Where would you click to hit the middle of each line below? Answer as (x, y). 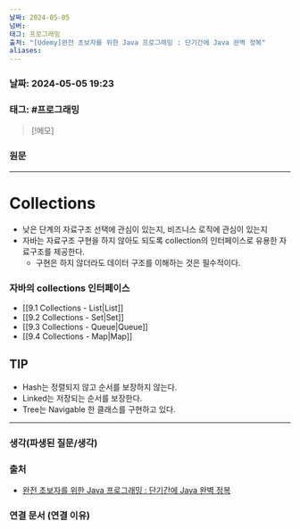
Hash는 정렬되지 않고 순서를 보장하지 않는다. (100, 387)
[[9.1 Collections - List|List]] (73, 308)
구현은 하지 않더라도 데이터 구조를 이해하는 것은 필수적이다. (138, 262)
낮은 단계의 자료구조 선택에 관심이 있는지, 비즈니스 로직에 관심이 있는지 (145, 229)
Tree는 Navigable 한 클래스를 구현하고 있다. (99, 409)
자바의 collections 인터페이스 (70, 288)
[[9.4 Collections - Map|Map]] (77, 336)
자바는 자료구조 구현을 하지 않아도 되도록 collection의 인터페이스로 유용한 (150, 240)
